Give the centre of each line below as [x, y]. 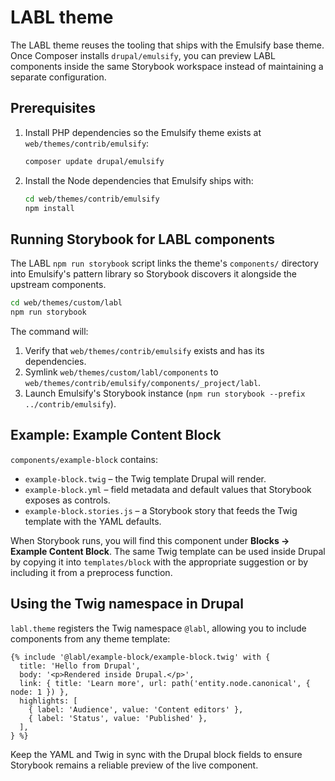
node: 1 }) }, [40, 692]
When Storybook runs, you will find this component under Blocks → [150, 540]
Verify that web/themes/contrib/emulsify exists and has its [144, 350]
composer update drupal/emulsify [94, 161]
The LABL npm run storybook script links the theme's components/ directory [164, 263]
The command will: [49, 331]
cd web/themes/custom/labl [66, 303]
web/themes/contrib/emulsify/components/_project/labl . [143, 382]
